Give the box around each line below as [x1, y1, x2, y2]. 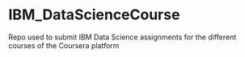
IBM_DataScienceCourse [8, 6, 180, 24]
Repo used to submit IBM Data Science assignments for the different [8, 32, 237, 42]
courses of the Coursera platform [8, 40, 120, 50]
